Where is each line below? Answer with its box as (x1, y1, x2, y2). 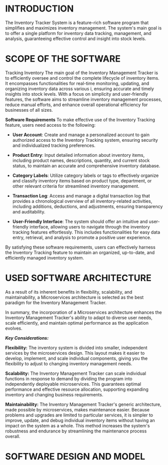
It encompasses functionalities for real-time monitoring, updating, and (5, 80, 149, 86)
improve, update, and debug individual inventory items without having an (5, 417, 155, 423)
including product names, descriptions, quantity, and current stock (12, 157, 150, 163)
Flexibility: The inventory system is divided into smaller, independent (5, 344, 147, 351)
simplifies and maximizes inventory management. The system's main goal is (5, 25, 162, 31)
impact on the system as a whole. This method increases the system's (5, 422, 150, 428)
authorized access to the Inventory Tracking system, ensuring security (12, 137, 158, 143)
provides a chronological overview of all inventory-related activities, (12, 198, 152, 204)
